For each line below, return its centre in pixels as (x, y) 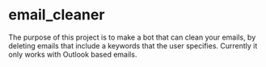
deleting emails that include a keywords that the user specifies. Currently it (133, 45)
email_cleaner (57, 15)
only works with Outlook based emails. (73, 54)
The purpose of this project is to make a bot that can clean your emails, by (132, 37)
